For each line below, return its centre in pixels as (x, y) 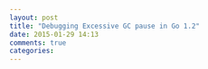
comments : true (38, 43)
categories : (32, 51)
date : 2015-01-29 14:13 (54, 34)
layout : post (34, 17)
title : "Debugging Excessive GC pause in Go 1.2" (105, 26)
